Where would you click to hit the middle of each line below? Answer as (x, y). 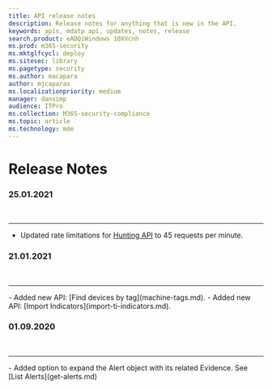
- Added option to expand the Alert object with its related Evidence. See (128, 368)
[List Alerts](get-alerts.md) (53, 376)
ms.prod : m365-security (49, 46)
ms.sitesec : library (43, 62)
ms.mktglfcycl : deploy (47, 53)
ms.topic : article (39, 122)
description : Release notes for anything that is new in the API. (123, 24)
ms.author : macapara (43, 76)
